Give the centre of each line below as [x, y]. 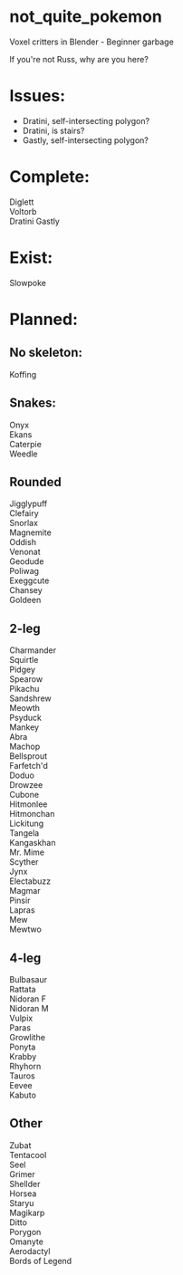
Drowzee [26, 785]
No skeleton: [46, 353]
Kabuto [23, 1095]
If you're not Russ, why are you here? [79, 59]
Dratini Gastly [35, 221]
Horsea [23, 1194]
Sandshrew [30, 698]
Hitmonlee [29, 804]
